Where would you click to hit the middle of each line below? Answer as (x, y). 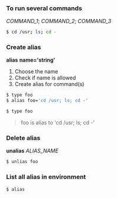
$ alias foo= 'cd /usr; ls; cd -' (47, 101)
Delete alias (23, 138)
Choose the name (36, 72)
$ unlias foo (22, 162)
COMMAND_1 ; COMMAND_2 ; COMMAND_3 (59, 21)
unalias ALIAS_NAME (32, 151)
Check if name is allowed (45, 78)
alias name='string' (31, 60)
